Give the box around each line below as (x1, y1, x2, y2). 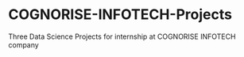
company (8, 40, 40, 49)
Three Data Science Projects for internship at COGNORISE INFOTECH (8, 32, 236, 41)
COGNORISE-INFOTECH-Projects (8, 6, 233, 24)
